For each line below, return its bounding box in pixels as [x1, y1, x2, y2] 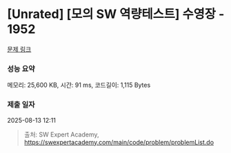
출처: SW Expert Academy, [23, 130, 99, 139]
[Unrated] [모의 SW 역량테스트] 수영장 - [7, 6, 225, 22]
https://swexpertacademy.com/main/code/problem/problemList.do [23, 138, 214, 146]
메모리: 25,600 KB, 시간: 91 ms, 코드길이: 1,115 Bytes [7, 81, 151, 90]
